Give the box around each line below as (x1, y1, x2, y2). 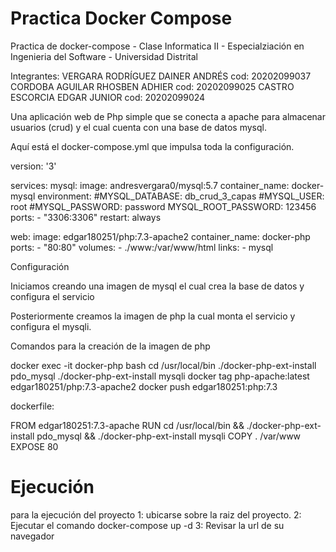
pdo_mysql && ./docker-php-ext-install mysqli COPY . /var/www (36, 430, 302, 442)
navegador (10, 530, 55, 542)
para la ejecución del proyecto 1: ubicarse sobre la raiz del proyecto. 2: (10, 508, 302, 521)
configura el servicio (10, 290, 95, 302)
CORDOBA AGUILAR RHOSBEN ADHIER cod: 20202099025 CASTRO (10, 80, 295, 92)
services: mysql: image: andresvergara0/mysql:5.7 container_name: (10, 179, 290, 191)
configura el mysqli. (10, 320, 92, 332)
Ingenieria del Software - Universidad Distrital (10, 50, 198, 62)
